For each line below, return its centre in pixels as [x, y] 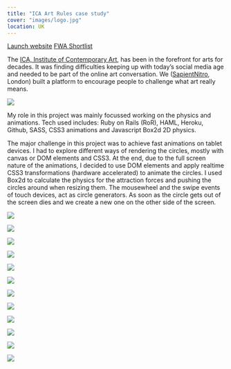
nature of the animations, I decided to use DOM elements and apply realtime [116, 165]
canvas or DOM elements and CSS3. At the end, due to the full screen [107, 158]
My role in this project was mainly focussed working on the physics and [109, 116]
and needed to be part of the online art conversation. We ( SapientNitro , [109, 74]
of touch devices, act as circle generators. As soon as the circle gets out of [114, 195]
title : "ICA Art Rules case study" [58, 13]
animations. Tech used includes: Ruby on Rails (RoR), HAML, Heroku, [105, 123]
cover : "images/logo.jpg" [44, 20]
